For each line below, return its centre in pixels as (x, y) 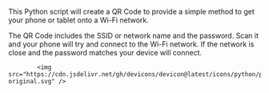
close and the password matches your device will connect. (105, 53)
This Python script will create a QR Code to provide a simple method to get (131, 12)
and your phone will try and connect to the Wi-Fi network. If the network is (131, 44)
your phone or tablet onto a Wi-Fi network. (79, 20)
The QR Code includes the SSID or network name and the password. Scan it (133, 36)
